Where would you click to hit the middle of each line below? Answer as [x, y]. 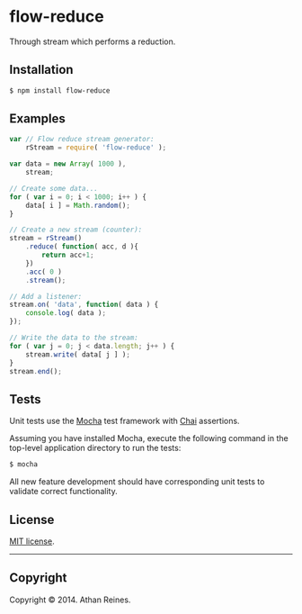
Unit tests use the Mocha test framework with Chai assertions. [124, 421]
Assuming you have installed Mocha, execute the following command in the [149, 438]
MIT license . [32, 541]
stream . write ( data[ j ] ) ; [78, 354]
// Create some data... [54, 188]
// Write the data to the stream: [74, 338]
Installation [41, 70]
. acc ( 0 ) [44, 272]
